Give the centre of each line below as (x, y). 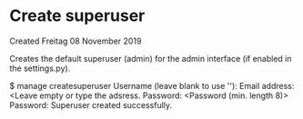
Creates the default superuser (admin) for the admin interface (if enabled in (151, 58)
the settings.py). (40, 68)
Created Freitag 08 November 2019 (76, 41)
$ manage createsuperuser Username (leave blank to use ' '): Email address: (152, 85)
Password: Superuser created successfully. (91, 104)
